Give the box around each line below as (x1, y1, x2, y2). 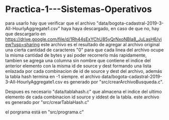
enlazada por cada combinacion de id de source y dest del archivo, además (5, 68, 162, 74)
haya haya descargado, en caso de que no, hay (61, 25, 159, 31)
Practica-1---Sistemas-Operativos (5, 4, 152, 15)
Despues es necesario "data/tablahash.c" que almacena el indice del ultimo (5, 88, 162, 94)
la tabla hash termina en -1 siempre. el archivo (5, 73, 101, 79)
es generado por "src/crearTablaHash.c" (5, 99, 90, 105)
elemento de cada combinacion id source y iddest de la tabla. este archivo (5, 94, 159, 100)
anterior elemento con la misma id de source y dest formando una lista (5, 63, 152, 69)
